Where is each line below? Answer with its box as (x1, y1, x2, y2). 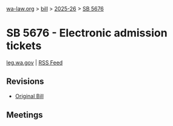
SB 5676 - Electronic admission (6, 27, 168, 40)
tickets (6, 39, 42, 53)
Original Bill (15, 92, 44, 99)
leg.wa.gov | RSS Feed (6, 58, 63, 66)
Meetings (6, 110, 44, 120)
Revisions (6, 77, 44, 87)
